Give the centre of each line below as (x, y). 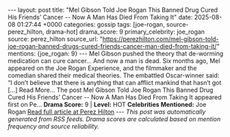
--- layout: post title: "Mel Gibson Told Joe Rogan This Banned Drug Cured (113, 10)
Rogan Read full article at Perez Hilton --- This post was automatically (107, 112)
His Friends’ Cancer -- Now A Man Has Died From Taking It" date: (100, 17)
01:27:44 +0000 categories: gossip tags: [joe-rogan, (91, 24)
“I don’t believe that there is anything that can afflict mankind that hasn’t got (115, 83)
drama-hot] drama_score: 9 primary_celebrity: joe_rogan (125, 32)
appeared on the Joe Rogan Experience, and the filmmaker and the (102, 68)
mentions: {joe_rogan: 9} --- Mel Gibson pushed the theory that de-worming (116, 53)
